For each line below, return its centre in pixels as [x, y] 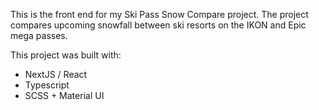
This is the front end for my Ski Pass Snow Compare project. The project [159, 14]
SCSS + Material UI [64, 95]
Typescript [47, 85]
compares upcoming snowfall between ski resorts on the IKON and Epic [158, 25]
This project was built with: [66, 55]
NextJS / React [56, 74]
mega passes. [39, 35]
